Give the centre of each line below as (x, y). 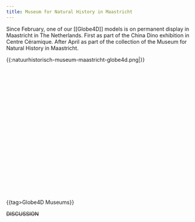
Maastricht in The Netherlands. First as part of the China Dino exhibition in (98, 35)
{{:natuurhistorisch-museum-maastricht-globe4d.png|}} (76, 59)
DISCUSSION (22, 214)
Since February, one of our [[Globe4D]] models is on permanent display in (98, 29)
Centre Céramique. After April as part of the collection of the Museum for (97, 41)
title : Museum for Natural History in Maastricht (70, 12)
